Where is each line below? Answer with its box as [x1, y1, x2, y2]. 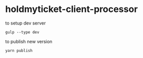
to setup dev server [5, 20, 46, 26]
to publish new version [5, 38, 53, 44]
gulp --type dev [5, 29, 39, 34]
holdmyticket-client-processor [5, 3, 138, 15]
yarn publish [5, 48, 33, 53]
